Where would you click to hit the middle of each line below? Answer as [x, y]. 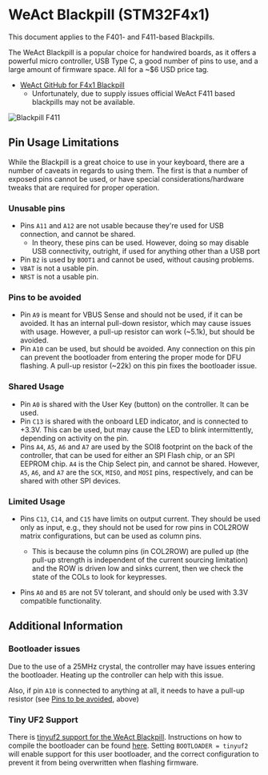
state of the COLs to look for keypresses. [99, 576]
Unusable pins [37, 208]
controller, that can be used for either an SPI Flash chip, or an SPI [127, 455]
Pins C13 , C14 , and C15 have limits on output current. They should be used [140, 519]
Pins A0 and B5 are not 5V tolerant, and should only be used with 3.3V [134, 592]
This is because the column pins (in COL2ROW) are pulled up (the [140, 551]
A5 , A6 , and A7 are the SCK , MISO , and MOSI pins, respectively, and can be [136, 472]
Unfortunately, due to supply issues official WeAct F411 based [134, 93]
